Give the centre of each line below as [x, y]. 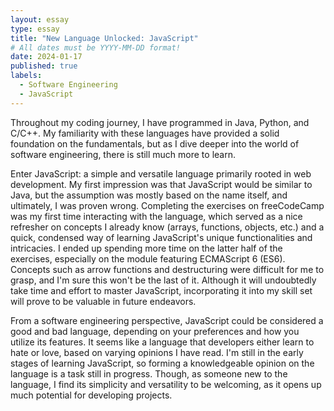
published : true [44, 66]
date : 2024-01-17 [46, 57]
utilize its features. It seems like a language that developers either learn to [162, 342]
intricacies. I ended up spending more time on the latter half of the [146, 248]
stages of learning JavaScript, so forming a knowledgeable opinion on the [162, 363]
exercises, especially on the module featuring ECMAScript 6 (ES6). [148, 258]
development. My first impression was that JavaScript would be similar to [161, 184]
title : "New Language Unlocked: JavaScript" [104, 38]
